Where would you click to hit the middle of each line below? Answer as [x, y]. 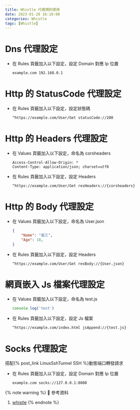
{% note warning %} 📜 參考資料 [37, 393]
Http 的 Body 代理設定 [49, 207]
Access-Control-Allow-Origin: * [45, 163]
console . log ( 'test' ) [33, 308]
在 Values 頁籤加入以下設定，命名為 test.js [55, 299]
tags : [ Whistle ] [22, 23]
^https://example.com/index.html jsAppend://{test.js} [69, 328]
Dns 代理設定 [31, 49]
